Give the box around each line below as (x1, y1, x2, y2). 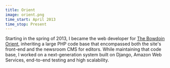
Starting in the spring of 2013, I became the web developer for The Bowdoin (5, 36, 165, 42)
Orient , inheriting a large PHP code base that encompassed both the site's (5, 41, 162, 47)
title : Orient (5, 7, 36, 13)
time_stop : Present (5, 21, 47, 27)
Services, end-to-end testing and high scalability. (5, 57, 109, 63)
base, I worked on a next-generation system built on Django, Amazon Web (5, 52, 162, 58)
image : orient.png (5, 12, 44, 17)
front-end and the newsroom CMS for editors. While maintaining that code (5, 46, 162, 52)
